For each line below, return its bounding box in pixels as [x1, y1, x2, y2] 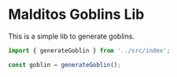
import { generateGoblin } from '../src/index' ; [8, 46, 171, 54]
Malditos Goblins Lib [8, 5, 145, 24]
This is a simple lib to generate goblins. [8, 31, 135, 41]
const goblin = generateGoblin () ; [8, 60, 122, 68]
